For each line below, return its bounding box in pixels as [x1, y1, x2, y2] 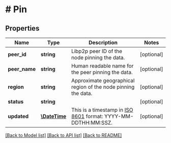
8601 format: [71, 113, 103, 120]
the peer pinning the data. [71, 69, 133, 76]
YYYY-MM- [104, 113, 134, 120]
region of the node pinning [71, 83, 135, 90]
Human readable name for [71, 62, 134, 69]
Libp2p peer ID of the [71, 47, 123, 55]
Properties [5, 24, 40, 33]
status [8, 98, 24, 105]
